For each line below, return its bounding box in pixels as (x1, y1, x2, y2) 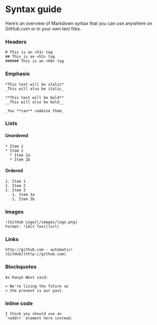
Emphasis (5, 70, 30, 77)
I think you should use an (5, 311, 62, 316)
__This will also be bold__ (5, 100, 64, 105)
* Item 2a (10, 153, 30, 158)
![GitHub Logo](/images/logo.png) (5, 220, 78, 225)
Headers (5, 38, 27, 45)
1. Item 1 (5, 178, 26, 184)
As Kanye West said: (5, 274, 49, 280)
